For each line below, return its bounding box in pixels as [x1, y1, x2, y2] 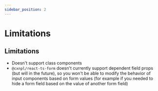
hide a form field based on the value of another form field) [11, 80, 128, 86]
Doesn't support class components [11, 60, 82, 66]
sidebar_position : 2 [4, 7, 47, 12]
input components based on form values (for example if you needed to [11, 76, 154, 81]
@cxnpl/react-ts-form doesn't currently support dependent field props [11, 65, 154, 71]
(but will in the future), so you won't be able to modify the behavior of [11, 70, 151, 76]
